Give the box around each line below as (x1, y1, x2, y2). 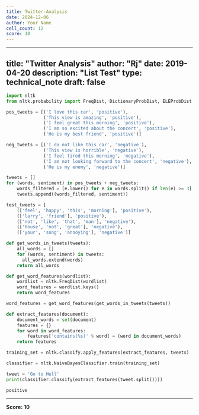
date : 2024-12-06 (6, 14, 49, 20)
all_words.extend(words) (21, 257, 84, 263)
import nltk (6, 93, 36, 99)
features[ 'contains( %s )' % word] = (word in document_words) (27, 334, 182, 339)
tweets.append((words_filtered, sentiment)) (17, 191, 129, 197)
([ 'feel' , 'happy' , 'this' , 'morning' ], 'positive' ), (17, 207, 152, 213)
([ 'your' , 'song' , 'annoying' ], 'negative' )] (17, 229, 131, 235)
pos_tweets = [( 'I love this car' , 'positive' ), (6, 109, 129, 115)
